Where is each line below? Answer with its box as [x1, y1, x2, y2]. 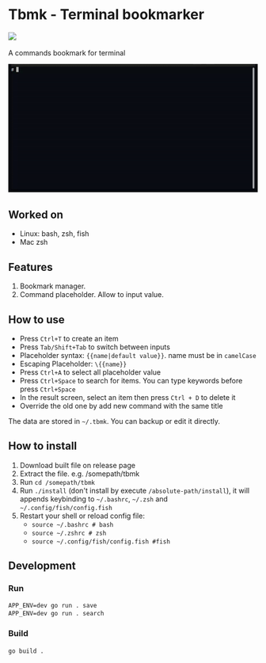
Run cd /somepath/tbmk [19, 477, 95, 486]
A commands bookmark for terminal [8, 48, 126, 57]
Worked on [8, 208, 63, 221]
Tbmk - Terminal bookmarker [8, 6, 204, 24]
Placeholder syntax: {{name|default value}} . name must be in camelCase [19, 350, 256, 360]
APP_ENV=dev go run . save [8, 602, 97, 610]
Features [8, 260, 53, 274]
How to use [8, 313, 65, 326]
